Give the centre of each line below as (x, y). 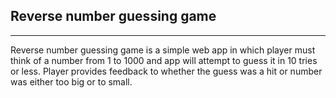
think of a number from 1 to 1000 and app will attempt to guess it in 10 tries (164, 60)
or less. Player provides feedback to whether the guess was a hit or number (166, 71)
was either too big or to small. (71, 81)
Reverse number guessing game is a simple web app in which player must (163, 50)
